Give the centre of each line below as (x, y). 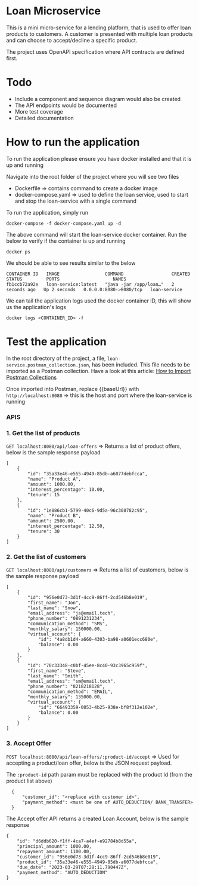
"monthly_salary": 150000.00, (65, 629)
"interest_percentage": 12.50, (66, 526)
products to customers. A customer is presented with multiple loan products (99, 33)
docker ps (18, 252)
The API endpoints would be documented (66, 105)
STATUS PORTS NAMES (66, 279)
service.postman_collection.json (48, 365)
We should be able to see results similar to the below (71, 263)
